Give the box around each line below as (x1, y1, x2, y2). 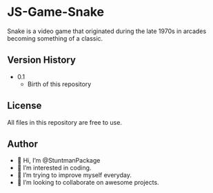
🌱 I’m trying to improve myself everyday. (17, 171, 132, 179)
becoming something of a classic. (7, 34, 103, 42)
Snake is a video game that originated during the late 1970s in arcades (7, 27, 207, 35)
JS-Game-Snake (7, 4, 105, 20)
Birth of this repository (27, 80, 92, 88)
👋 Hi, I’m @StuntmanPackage (17, 156, 101, 165)
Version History (7, 54, 76, 66)
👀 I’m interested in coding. (17, 163, 92, 172)
